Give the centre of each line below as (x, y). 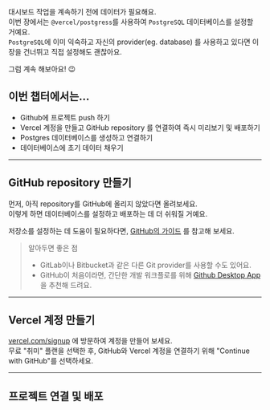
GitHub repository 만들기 (70, 183)
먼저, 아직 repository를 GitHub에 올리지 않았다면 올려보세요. (103, 204)
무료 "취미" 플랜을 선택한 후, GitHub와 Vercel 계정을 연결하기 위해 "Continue (129, 351)
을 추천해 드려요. (66, 285)
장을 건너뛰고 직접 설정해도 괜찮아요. (65, 52)
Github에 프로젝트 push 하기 (65, 117)
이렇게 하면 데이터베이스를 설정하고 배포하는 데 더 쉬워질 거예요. (108, 213)
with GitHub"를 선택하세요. (51, 361)
